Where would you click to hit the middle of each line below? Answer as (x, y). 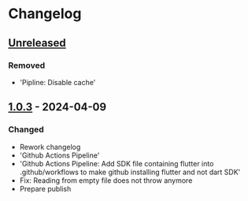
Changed (26, 129)
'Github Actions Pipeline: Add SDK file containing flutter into (117, 163)
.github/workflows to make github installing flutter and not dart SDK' (130, 172)
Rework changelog (50, 147)
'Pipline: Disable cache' (57, 82)
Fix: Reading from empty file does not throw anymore (106, 180)
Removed (27, 65)
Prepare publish (45, 188)
